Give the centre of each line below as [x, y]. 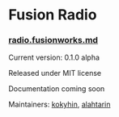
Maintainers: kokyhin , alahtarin [59, 104]
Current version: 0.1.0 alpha [54, 57]
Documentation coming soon [57, 89]
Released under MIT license [55, 73]
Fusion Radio [53, 15]
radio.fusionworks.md [53, 40]
